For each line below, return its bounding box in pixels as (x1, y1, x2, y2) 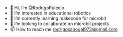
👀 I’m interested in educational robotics (10, 10, 91, 16)
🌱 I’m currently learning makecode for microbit (10, 15, 106, 21)
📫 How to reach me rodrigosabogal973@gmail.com (10, 26, 118, 32)
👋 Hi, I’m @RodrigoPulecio (10, 5, 64, 10)
